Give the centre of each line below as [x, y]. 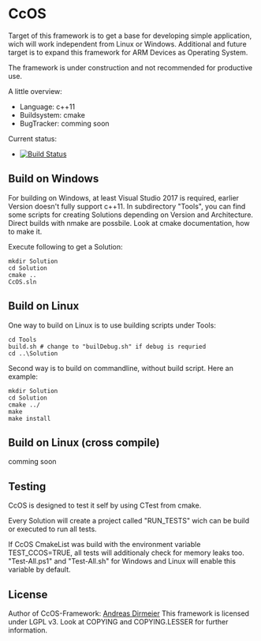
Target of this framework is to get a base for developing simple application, [130, 36]
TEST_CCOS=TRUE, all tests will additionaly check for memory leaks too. [126, 553]
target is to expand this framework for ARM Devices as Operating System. [128, 52]
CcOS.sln [22, 282]
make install [30, 418]
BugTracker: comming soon [64, 123]
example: [23, 377]
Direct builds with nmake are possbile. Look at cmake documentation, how [129, 223]
